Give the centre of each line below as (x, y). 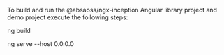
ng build (19, 31)
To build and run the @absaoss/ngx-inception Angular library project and (112, 10)
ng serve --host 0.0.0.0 (41, 44)
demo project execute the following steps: (68, 17)
